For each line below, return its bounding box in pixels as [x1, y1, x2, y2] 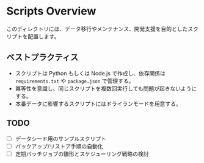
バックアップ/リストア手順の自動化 [15, 142, 103, 150]
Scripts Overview [6, 4, 97, 18]
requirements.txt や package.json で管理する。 [15, 77, 134, 85]
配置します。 [27, 32, 60, 40]
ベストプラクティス [6, 52, 79, 63]
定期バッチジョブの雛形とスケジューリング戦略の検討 [15, 150, 149, 158]
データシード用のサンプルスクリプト [15, 135, 107, 142]
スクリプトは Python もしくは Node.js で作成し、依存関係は [15, 69, 166, 77]
